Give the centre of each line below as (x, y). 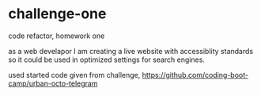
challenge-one (57, 14)
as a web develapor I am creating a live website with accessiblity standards (131, 51)
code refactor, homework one (57, 36)
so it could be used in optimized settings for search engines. (107, 60)
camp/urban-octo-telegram (53, 83)
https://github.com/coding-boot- (195, 75)
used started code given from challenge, (74, 75)
